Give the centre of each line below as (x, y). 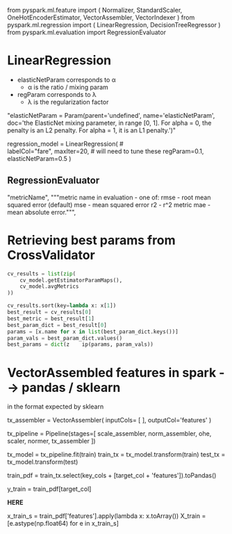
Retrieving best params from (91, 240)
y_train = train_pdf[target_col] (49, 489)
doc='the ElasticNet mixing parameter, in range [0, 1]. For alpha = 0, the (109, 123)
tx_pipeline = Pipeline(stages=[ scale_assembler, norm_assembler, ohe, (109, 434)
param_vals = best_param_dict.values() (65, 338)
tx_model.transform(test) (43, 462)
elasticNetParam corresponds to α (66, 79)
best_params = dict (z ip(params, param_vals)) (81, 344)
